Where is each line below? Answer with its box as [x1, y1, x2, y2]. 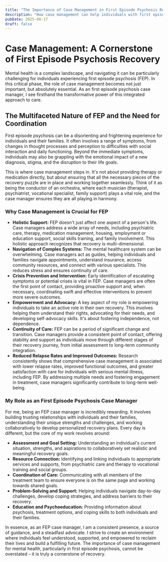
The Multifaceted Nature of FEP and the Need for [5, 111, 160, 120]
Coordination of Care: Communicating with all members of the [12, 472, 142, 478]
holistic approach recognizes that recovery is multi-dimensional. [12, 241, 145, 247]
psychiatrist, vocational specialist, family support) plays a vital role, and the [5, 190, 160, 196]
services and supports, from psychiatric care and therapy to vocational [12, 461, 159, 467]
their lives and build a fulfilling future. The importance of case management [5, 540, 160, 546]
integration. [12, 347, 36, 354]
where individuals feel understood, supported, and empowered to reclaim [5, 535, 156, 541]
